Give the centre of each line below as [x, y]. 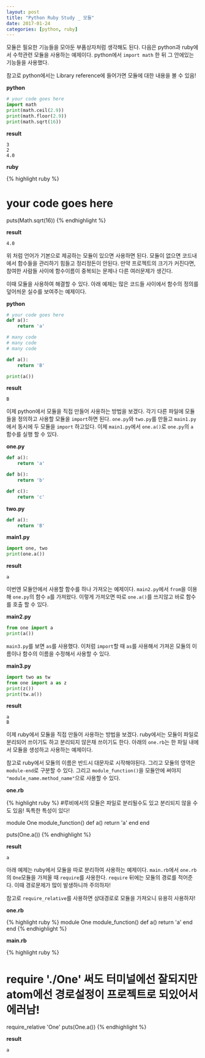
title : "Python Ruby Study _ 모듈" [50, 18]
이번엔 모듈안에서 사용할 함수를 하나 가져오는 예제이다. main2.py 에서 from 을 [96, 589]
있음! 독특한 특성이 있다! [41, 811]
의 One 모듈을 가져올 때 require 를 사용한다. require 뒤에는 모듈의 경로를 [91, 877]
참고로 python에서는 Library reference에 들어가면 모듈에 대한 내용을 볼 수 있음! [101, 76]
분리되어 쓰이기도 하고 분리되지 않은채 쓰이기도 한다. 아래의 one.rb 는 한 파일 [97, 742]
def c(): [17, 491]
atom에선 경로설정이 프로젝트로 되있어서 [102, 994]
